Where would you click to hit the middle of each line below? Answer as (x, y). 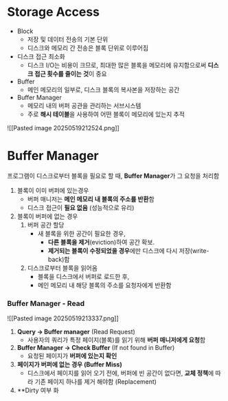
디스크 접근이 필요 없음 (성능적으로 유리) (81, 207)
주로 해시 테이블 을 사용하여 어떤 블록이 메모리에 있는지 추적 (106, 114)
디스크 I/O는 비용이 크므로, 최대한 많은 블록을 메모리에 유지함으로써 (117, 65)
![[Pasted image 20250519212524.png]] (64, 127)
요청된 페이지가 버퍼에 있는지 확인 (72, 356)
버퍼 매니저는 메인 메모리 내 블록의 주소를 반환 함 (91, 199)
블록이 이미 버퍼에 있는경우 (53, 190)
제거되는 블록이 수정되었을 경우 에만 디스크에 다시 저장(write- (128, 250)
